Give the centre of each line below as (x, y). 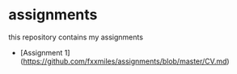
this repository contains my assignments (76, 37)
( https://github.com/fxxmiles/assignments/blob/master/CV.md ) (125, 61)
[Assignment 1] (45, 52)
